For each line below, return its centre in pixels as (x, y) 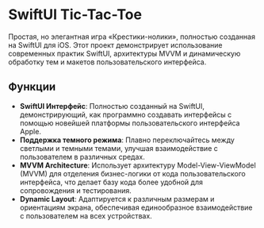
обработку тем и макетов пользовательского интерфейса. (107, 62)
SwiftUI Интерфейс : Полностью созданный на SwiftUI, (112, 106)
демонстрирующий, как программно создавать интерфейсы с (126, 114)
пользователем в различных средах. (82, 157)
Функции (32, 87)
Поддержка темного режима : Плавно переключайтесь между (127, 140)
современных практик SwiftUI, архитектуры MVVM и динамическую (124, 53)
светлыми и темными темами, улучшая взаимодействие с (119, 148)
